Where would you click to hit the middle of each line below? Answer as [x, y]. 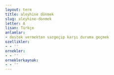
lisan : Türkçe [20, 28]
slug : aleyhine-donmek [28, 19]
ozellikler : [17, 42]
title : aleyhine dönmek [30, 14]
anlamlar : [15, 33]
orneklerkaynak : [22, 60]
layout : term [19, 10]
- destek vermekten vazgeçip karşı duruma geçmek [57, 37]
